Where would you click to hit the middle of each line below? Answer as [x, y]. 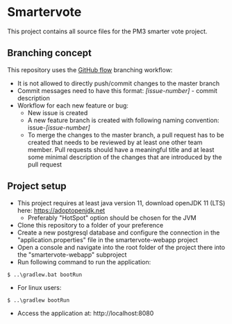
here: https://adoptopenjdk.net [61, 210]
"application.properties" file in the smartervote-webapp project [107, 239]
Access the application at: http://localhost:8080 [85, 313]
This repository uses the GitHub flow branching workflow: [90, 69]
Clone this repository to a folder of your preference [90, 225]
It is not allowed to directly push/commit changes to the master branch [118, 83]
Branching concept [49, 53]
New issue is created [58, 112]
